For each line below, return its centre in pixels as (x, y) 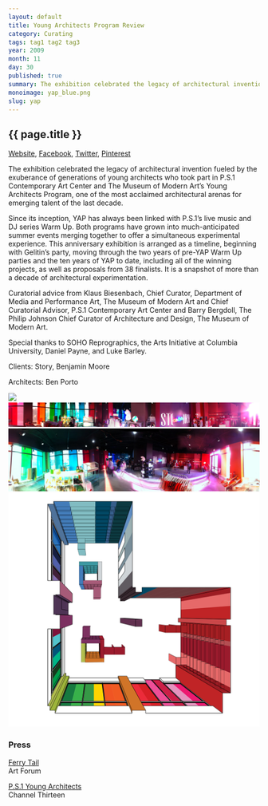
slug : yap (25, 101)
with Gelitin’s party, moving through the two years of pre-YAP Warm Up (125, 252)
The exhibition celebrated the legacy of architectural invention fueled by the (133, 169)
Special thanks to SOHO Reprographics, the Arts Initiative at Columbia (123, 342)
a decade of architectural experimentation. (79, 278)
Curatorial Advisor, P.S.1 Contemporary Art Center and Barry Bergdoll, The (130, 310)
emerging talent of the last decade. (66, 203)
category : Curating (41, 34)
